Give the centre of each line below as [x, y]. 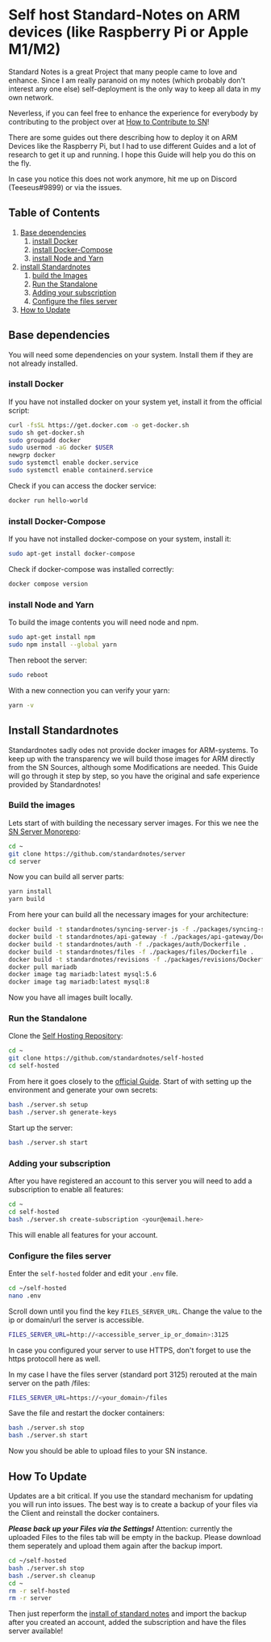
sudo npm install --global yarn [63, 645]
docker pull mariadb [43, 967]
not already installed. [43, 363]
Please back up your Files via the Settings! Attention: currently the [121, 1529]
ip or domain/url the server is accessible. [76, 1319]
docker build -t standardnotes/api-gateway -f [88, 937]
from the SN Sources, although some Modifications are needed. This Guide [133, 767]
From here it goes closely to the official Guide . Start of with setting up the [130, 1081]
